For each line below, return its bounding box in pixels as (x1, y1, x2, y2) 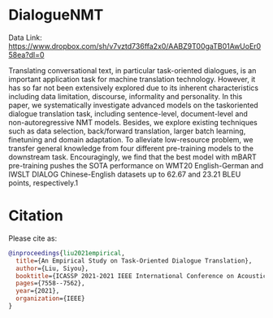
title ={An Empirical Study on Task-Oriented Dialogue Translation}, (15, 256, 253, 265)
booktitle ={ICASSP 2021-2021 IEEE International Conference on (15, 272, 234, 280)
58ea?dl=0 (8, 50, 45, 59)
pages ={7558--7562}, (15, 279, 85, 288)
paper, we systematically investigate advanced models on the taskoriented (8, 100, 258, 110)
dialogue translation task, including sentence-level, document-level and (8, 108, 248, 119)
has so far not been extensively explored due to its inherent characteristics (8, 83, 258, 93)
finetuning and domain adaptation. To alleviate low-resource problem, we (8, 134, 253, 144)
